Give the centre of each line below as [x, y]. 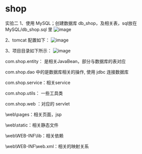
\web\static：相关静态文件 [32, 125]
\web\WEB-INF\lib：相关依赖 [34, 135]
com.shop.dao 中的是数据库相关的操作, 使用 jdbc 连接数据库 [67, 72]
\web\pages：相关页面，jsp [33, 114]
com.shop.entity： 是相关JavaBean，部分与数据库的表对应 [65, 61]
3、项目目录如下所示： [28, 50]
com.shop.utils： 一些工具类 [34, 93]
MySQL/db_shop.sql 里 [29, 29]
